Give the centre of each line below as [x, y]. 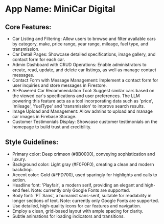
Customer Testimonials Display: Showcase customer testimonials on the [85, 122]
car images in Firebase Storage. [44, 116]
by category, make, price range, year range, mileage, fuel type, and [80, 44]
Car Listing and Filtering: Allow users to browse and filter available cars [84, 39]
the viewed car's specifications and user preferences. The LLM [76, 96]
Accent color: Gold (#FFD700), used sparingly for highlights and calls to [85, 175]
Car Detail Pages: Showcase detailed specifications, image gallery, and [84, 54]
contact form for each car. [38, 59]
